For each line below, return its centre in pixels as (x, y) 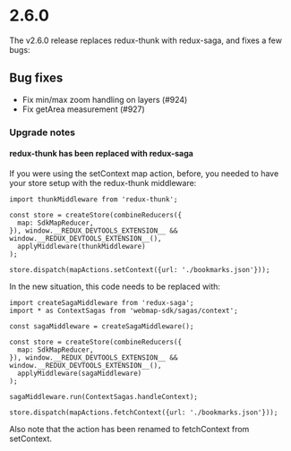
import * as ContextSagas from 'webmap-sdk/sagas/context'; (124, 311)
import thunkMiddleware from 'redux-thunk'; (94, 199)
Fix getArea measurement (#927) (83, 109)
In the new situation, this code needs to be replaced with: (115, 286)
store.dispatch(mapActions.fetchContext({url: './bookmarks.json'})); (144, 413)
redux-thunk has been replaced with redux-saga (102, 154)
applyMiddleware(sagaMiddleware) (80, 373)
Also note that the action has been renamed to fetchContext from (129, 429)
